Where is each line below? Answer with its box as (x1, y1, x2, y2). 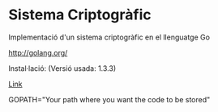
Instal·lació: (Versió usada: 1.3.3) (8, 63, 116, 73)
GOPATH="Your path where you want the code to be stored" (8, 94, 211, 104)
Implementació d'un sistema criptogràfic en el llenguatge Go (8, 32, 211, 42)
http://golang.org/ (8, 48, 68, 57)
